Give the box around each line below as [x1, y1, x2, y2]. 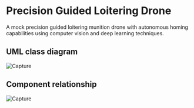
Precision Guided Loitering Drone [6, 4, 172, 18]
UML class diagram [6, 47, 78, 57]
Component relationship [6, 79, 97, 89]
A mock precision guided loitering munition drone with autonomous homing [6, 23, 189, 31]
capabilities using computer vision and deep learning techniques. [6, 29, 165, 36]
